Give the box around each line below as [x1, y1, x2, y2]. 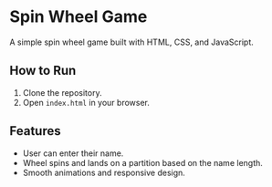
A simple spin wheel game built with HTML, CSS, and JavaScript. [9, 36, 254, 47]
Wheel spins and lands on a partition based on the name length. [22, 157, 263, 168]
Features [9, 123, 61, 139]
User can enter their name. [22, 148, 124, 159]
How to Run [9, 63, 77, 78]
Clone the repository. [22, 87, 102, 98]
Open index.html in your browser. [22, 97, 151, 108]
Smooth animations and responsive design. [22, 167, 185, 178]
